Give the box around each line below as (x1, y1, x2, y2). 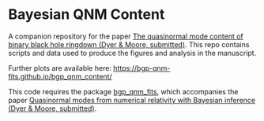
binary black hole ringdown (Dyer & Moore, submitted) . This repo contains (8, 39, 250, 49)
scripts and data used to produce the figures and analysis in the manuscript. (8, 48, 257, 57)
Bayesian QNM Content (8, 5, 165, 24)
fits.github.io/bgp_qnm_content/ (8, 71, 112, 81)
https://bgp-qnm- (113, 63, 171, 72)
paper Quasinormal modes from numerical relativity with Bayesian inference (8, 95, 256, 104)
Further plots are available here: (8, 63, 112, 72)
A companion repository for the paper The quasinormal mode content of (8, 31, 243, 41)
